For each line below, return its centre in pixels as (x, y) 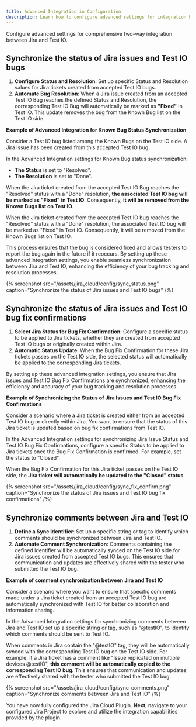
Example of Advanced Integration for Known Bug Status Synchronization (96, 130)
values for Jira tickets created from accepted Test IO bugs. (85, 88)
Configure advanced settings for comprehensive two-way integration (89, 33)
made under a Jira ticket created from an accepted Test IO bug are (86, 598)
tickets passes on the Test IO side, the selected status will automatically (101, 357)
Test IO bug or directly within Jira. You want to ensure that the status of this (97, 422)
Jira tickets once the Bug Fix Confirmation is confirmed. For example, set (94, 452)
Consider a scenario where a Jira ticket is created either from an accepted (95, 415)
